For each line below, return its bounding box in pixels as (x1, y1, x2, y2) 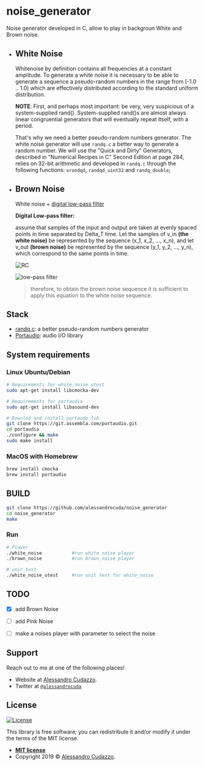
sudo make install (6, 438, 53, 444)
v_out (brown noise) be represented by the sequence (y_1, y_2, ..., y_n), (15, 243, 194, 251)
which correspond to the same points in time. (15, 249, 129, 257)
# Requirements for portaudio (6, 398, 83, 404)
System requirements (6, 349, 90, 360)
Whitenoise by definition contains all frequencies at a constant (15, 65, 172, 72)
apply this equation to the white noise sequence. (30, 292, 152, 299)
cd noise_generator (6, 510, 56, 517)
